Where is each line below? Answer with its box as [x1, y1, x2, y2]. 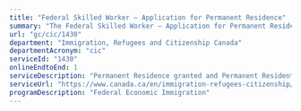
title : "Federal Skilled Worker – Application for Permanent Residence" [9, 13, 287, 22]
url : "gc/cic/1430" [9, 30, 82, 38]
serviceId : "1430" [9, 55, 78, 64]
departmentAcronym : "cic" [9, 47, 106, 55]
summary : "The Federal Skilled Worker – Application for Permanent [9, 21, 267, 30]
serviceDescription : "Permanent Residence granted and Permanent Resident [9, 72, 295, 81]
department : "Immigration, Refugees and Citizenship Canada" [9, 38, 243, 47]
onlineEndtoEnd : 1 [9, 64, 78, 73]
